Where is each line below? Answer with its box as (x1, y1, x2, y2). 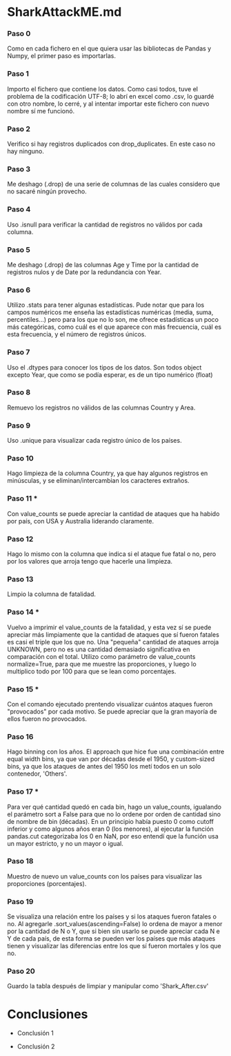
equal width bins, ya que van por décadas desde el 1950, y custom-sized (7, 755, 215, 763)
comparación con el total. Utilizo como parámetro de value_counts (7, 652, 196, 660)
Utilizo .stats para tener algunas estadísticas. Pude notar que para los (7, 301, 205, 309)
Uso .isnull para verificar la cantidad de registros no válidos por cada (7, 220, 203, 229)
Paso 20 (7, 966, 36, 976)
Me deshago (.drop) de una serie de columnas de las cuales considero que (7, 180, 221, 189)
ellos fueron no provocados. (7, 714, 88, 722)
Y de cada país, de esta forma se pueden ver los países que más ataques (7, 934, 216, 943)
